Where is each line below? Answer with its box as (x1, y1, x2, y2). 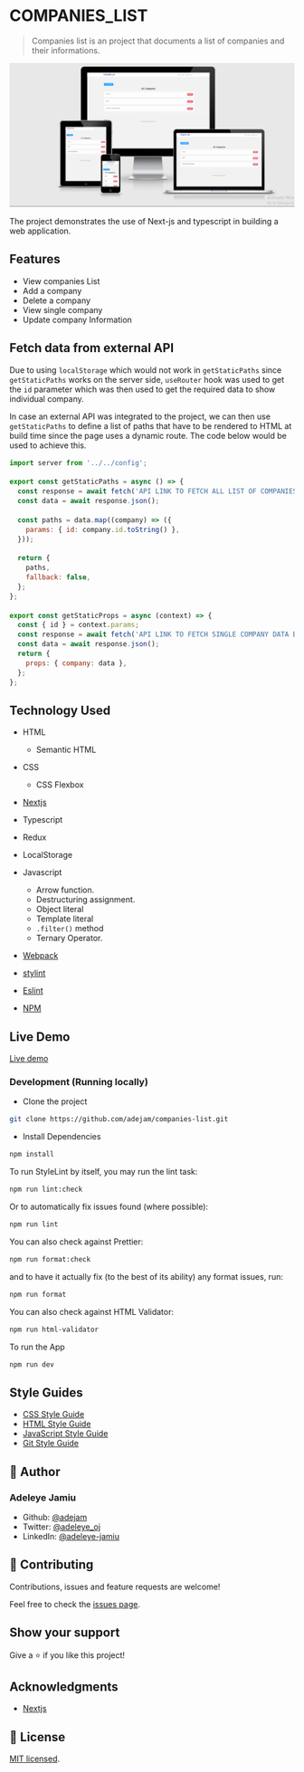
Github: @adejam (22, 1511, 88, 1522)
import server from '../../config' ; (9, 458, 147, 467)
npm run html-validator (9, 1325, 100, 1334)
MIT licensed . (9, 1753, 61, 1765)
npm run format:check (9, 1254, 91, 1263)
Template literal (35, 913, 94, 924)
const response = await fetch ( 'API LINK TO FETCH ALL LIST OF (17, 487, 257, 496)
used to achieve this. (9, 440, 87, 451)
